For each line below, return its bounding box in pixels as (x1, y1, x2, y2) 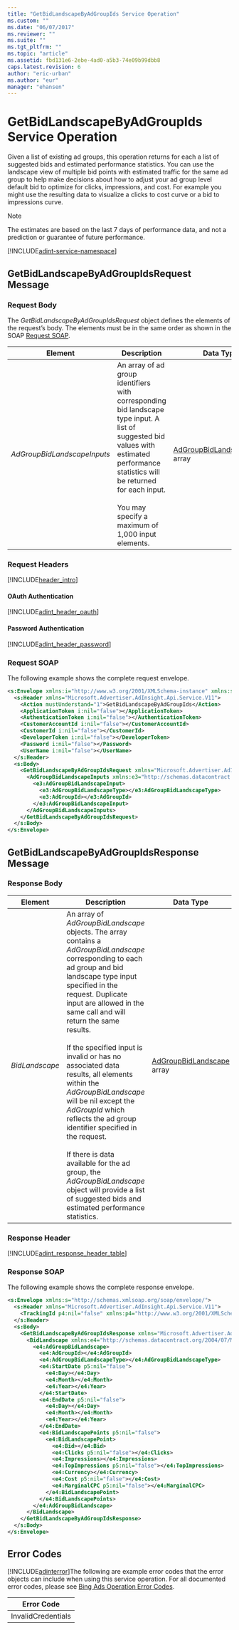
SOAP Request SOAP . (7, 331, 71, 340)
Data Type (173, 897, 208, 907)
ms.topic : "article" (7, 51, 69, 58)
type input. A (117, 414, 160, 424)
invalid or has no (66, 1051, 122, 1061)
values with (117, 440, 155, 450)
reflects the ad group (66, 1113, 137, 1123)
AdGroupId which (66, 1105, 125, 1115)
